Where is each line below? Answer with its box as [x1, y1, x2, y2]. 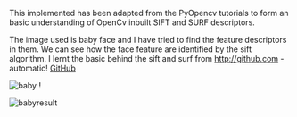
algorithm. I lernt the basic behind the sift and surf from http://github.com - [9, 54, 285, 63]
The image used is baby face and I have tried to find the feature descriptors [9, 35, 287, 45]
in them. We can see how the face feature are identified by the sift [9, 44, 252, 54]
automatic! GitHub [9, 63, 76, 73]
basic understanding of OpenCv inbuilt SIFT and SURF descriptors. [9, 17, 256, 28]
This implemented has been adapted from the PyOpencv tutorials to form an [9, 8, 289, 18]
